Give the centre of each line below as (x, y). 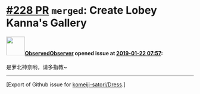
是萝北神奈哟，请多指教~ (37, 67)
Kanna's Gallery (47, 23)
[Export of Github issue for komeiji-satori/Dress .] (66, 84)
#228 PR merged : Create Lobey (82, 10)
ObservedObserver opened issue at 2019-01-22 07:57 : (94, 53)
